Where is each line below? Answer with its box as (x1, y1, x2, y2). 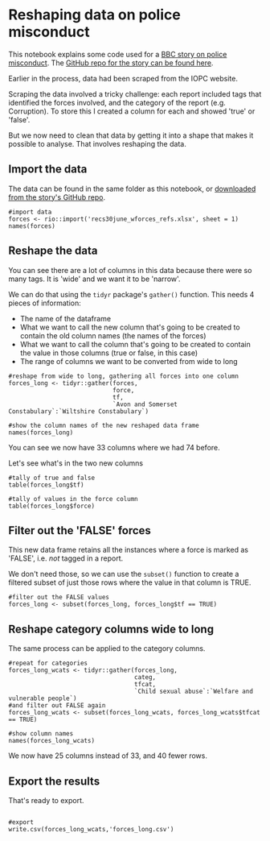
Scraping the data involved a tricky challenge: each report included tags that (8, 89, 262, 98)
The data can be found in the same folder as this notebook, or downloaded (8, 184, 256, 193)
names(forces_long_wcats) (8, 737, 95, 745)
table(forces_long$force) (8, 502, 95, 510)
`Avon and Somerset (112, 400, 178, 408)
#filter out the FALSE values (8, 594, 110, 602)
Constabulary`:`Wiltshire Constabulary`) (8, 407, 149, 416)
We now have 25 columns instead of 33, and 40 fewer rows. (8, 751, 207, 760)
